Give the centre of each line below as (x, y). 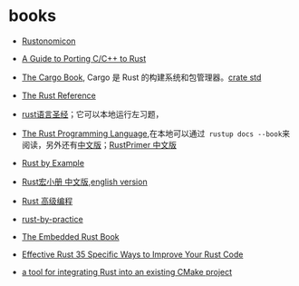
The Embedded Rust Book (70, 236)
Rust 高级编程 (47, 201)
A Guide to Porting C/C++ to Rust (84, 58)
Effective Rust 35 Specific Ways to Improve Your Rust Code (132, 254)
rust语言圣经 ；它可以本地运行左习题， (92, 113)
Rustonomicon (48, 41)
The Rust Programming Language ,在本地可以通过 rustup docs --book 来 (156, 133)
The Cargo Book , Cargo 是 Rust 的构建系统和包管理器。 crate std (141, 77)
